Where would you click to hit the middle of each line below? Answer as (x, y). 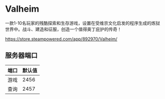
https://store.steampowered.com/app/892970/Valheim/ (61, 39)
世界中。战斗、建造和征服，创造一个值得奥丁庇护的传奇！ (63, 29)
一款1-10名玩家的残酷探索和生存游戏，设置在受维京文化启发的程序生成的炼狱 (82, 23)
